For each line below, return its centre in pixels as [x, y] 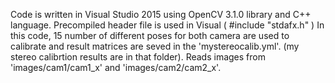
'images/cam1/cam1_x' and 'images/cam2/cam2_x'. [116, 67]
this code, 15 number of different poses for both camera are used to [150, 35]
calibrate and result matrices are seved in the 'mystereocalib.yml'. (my [155, 46]
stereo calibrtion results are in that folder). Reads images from [138, 57]
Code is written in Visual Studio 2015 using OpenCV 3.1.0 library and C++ [161, 14]
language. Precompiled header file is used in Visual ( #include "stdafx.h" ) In [167, 25]
